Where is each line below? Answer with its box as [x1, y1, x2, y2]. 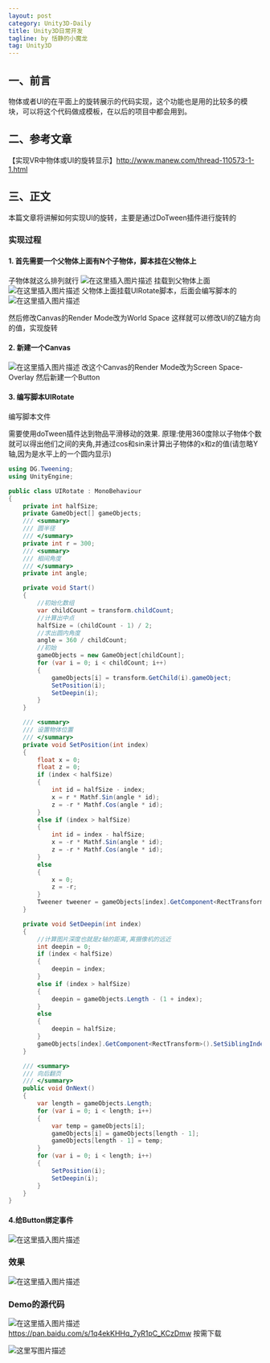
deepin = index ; [51, 965, 106, 973]
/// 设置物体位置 [22, 726, 74, 734]
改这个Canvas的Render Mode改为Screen [81, 362, 217, 371]
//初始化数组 [37, 599, 75, 607]
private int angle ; [22, 570, 88, 578]
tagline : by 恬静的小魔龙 [8, 34, 88, 43]
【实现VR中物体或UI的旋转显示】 [8, 155, 117, 165]
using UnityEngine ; [8, 472, 74, 480]
